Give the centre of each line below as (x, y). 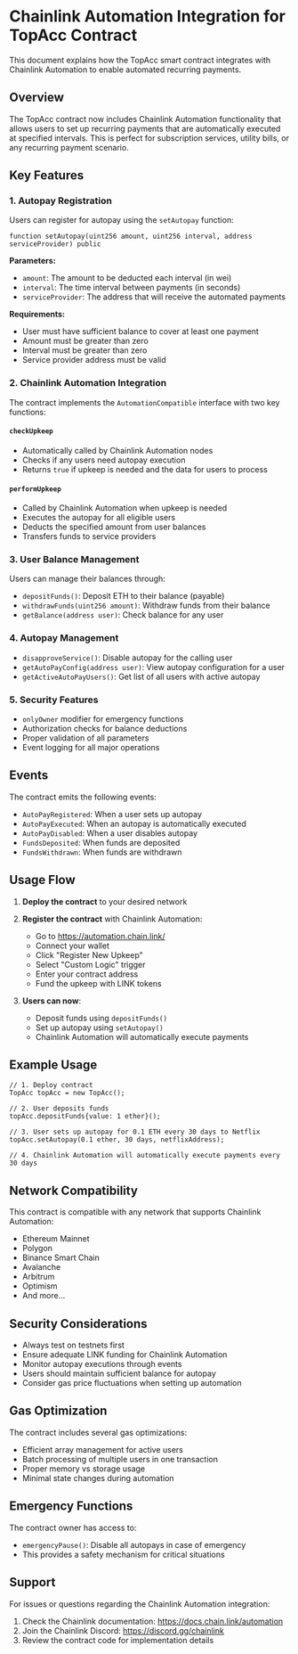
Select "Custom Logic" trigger (90, 964)
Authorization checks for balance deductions (105, 729)
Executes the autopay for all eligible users (99, 518)
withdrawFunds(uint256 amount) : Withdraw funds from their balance (146, 606)
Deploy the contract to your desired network (105, 901)
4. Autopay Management (64, 638)
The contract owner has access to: (73, 1527)
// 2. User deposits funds (59, 1109)
